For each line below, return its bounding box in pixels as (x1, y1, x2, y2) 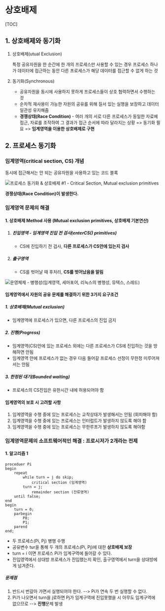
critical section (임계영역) (31, 480, 87, 485)
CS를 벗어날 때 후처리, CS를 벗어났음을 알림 (19, 269, 103, 275)
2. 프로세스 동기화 (5, 141, 56, 150)
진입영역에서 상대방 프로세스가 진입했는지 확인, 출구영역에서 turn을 (12, 556, 140, 562)
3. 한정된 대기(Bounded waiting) (5, 374, 70, 380)
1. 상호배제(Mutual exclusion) (5, 304, 65, 310)
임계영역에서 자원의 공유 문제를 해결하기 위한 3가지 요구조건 (5, 291, 119, 297)
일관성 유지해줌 (19, 107, 49, 113)
